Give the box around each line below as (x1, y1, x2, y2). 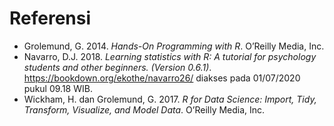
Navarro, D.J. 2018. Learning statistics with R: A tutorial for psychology (23, 50, 317, 62)
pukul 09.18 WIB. (23, 82, 93, 94)
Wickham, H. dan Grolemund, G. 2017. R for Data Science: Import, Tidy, (23, 93, 317, 105)
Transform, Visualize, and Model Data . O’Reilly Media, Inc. (23, 103, 266, 116)
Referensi (9, 7, 92, 30)
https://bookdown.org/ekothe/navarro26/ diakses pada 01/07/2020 (23, 72, 301, 84)
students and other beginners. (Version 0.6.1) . (23, 61, 212, 73)
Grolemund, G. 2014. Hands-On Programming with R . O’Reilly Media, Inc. (23, 40, 325, 52)
